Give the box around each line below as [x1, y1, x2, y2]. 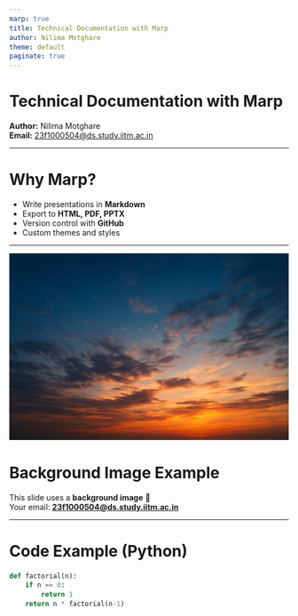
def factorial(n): [9, 572, 77, 580]
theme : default [9, 43, 66, 52]
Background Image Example [9, 462, 220, 483]
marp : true [9, 14, 50, 23]
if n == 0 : [25, 580, 66, 590]
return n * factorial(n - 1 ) [25, 600, 125, 609]
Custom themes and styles [21, 228, 121, 237]
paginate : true [9, 52, 66, 61]
